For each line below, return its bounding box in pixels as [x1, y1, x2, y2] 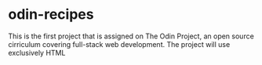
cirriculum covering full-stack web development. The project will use [8, 39, 231, 49]
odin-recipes [8, 5, 94, 23]
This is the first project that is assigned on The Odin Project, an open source [8, 31, 255, 41]
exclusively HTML [8, 48, 66, 57]
